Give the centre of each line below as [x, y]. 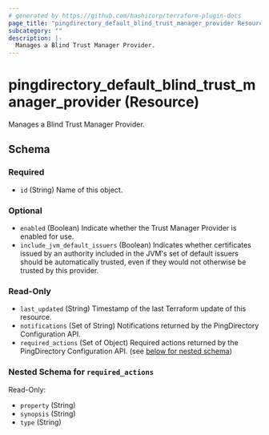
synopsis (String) [48, 413]
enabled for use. [47, 236]
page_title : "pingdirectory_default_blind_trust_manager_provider [121, 23]
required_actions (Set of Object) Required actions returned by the [129, 343]
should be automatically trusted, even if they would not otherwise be [133, 262]
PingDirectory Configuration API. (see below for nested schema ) [126, 351]
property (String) [48, 405]
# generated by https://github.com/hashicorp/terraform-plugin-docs [125, 16]
